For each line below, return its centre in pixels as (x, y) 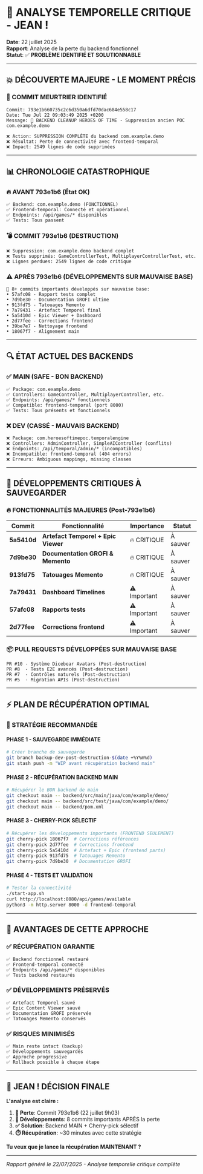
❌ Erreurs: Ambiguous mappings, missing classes (69, 459)
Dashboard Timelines (74, 592)
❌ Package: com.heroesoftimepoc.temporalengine (68, 438)
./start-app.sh (25, 894)
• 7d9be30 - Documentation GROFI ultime (58, 300)
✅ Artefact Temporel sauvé (41, 1003)
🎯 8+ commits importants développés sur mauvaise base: (78, 289)
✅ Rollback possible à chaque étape (53, 1062)
